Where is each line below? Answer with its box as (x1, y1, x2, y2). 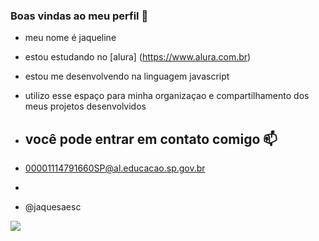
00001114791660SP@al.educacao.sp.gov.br (24, 162, 206, 174)
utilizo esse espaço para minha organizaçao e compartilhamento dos (24, 90, 310, 102)
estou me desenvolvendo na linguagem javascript (24, 70, 230, 83)
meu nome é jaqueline (24, 32, 117, 44)
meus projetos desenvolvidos (24, 100, 147, 113)
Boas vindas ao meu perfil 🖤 (10, 9, 149, 23)
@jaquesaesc (24, 201, 82, 213)
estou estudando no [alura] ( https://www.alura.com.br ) (24, 51, 252, 63)
